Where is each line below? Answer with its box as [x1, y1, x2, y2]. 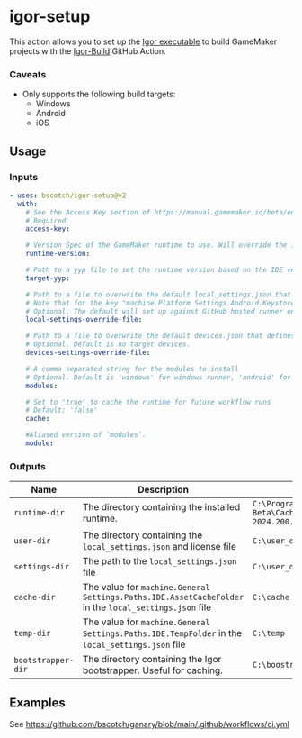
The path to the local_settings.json [82, 555, 237, 568]
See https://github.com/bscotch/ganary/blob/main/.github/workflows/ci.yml [9, 719, 289, 730]
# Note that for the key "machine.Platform [25, 298, 191, 307]
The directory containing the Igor [82, 653, 222, 666]
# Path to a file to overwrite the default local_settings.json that [25, 290, 292, 299]
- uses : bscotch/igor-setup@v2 [9, 191, 127, 200]
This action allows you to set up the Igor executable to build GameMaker [9, 36, 277, 47]
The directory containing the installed [82, 501, 241, 514]
